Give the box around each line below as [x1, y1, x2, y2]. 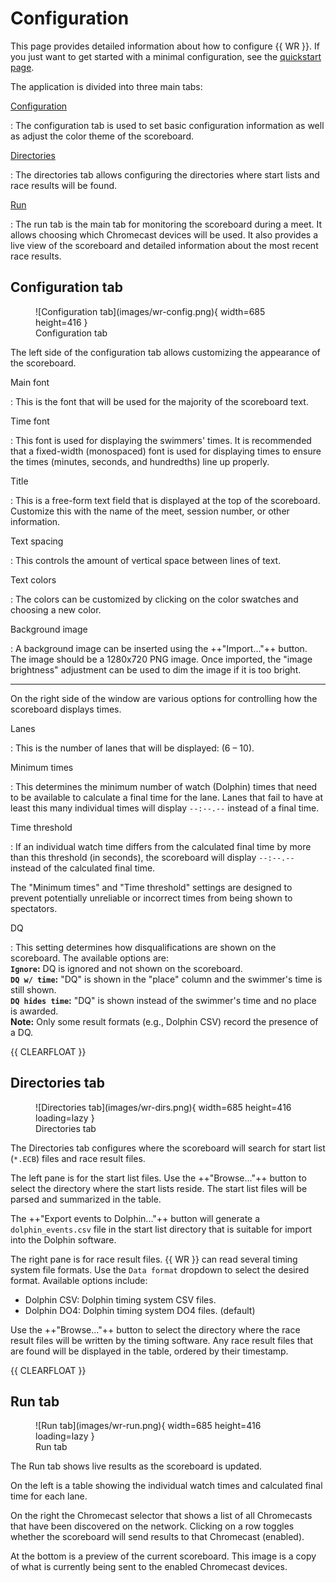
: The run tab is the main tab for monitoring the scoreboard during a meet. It [10, 218, 323, 230]
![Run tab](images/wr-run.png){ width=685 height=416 [35, 1420, 262, 1432]
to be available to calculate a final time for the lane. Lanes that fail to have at [10, 791, 324, 803]
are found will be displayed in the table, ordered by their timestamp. [10, 1345, 289, 1357]
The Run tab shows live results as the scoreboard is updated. [10, 1460, 263, 1472]
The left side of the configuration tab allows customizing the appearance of [10, 346, 321, 358]
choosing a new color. [10, 603, 102, 616]
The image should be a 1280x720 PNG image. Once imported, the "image [10, 653, 313, 665]
